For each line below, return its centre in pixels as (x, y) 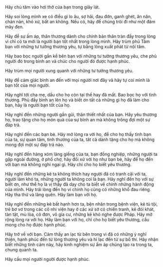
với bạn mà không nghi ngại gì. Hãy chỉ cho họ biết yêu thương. (68, 164)
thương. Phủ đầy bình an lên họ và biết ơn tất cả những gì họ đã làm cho (77, 100)
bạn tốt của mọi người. (27, 85)
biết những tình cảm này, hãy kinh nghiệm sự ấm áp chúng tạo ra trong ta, (79, 245)
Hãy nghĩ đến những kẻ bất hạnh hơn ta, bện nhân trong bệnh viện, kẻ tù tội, (81, 204)
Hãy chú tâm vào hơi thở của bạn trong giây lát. (53, 7)
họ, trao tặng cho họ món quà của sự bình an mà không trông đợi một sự (78, 120)
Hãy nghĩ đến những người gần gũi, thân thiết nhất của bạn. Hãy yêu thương (81, 114)
